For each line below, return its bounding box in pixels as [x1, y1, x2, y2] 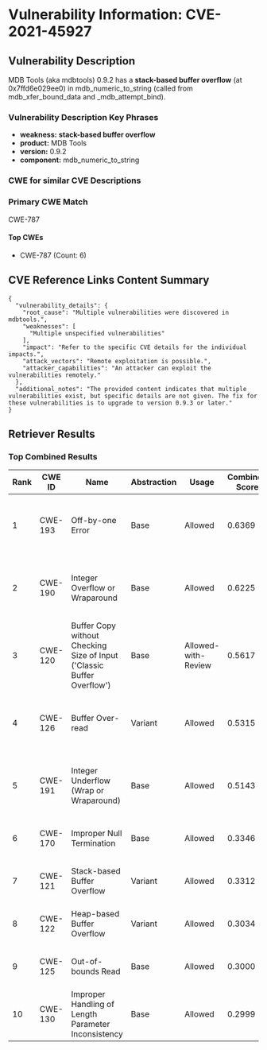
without [71, 630, 99, 641]
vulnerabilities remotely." [8, 371, 102, 379]
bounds [71, 966, 99, 977]
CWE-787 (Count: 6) [19, 250, 87, 260]
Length [71, 1009, 98, 1020]
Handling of [71, 999, 115, 1010]
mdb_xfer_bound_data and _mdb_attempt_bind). [8, 92, 166, 101]
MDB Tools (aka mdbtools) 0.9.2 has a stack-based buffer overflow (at [8, 76, 242, 84]
